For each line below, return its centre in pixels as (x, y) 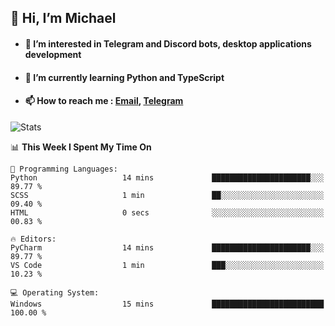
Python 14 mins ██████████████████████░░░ (167, 177)
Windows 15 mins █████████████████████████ (167, 304)
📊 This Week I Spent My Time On (81, 147)
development (53, 54)
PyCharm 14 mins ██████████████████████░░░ (167, 247)
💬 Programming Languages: (64, 169)
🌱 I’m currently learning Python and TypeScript (124, 77)
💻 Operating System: (55, 292)
